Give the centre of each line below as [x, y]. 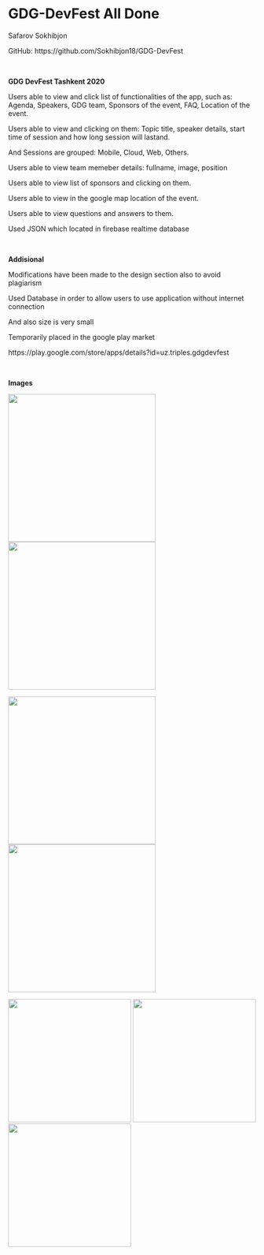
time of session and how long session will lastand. [89, 137]
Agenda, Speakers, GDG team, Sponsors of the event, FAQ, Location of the [129, 105]
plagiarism [25, 283]
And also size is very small [51, 322]
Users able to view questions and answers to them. [91, 213]
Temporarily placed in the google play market [82, 337]
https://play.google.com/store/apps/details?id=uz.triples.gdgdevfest [119, 352]
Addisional [26, 259]
